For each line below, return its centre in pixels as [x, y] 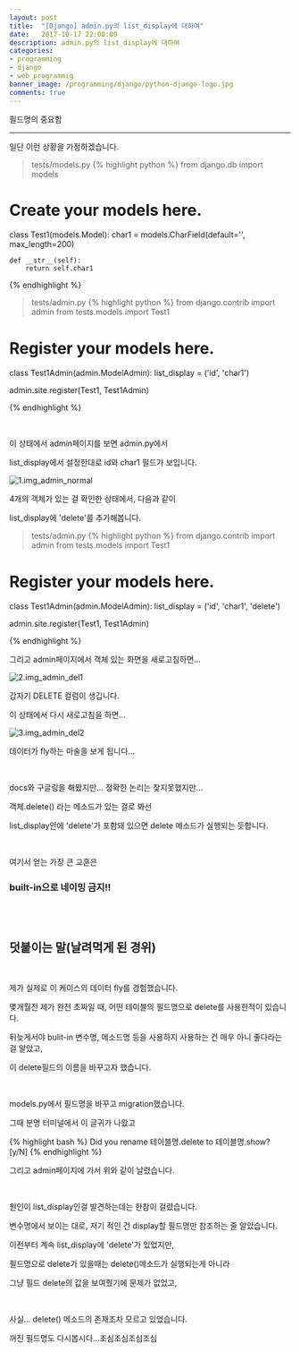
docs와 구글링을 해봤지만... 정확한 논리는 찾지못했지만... [106, 788]
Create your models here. [106, 210]
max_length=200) [42, 244]
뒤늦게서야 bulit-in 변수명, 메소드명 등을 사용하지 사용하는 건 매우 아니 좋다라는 [146, 1037]
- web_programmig [42, 76]
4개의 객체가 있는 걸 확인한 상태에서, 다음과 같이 [93, 499]
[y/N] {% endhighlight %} [56, 1152]
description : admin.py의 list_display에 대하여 [95, 43]
